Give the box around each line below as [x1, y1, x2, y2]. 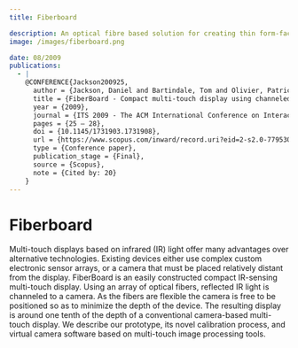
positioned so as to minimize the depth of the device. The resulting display [9, 300, 282, 311]
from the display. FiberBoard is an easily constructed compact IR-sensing [9, 272, 278, 283]
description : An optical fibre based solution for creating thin [9, 28, 255, 38]
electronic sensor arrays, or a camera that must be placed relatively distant [9, 263, 284, 274]
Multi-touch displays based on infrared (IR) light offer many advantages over [9, 244, 289, 255]
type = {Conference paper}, [32, 143, 137, 153]
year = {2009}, [32, 103, 90, 112]
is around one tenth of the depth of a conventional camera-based [9, 310, 248, 321]
